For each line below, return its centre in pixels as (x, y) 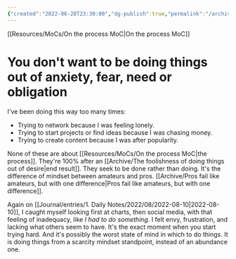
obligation (38, 92)
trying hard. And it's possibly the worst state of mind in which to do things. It (118, 234)
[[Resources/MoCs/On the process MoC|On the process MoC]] (99, 34)
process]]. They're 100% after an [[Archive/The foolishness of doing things (116, 161)
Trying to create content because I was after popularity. (98, 140)
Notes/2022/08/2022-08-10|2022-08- (163, 204)
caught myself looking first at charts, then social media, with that (119, 212)
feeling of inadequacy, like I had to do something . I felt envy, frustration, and (118, 219)
